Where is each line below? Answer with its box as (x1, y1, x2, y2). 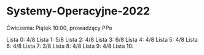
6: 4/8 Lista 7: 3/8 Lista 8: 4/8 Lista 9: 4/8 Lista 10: (6, 42, 134, 50)
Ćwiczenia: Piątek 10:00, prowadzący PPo (6, 24, 112, 31)
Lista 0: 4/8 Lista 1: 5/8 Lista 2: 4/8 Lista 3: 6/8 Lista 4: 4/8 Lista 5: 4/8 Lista (6, 36, 198, 43)
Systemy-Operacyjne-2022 (6, 4, 151, 18)
